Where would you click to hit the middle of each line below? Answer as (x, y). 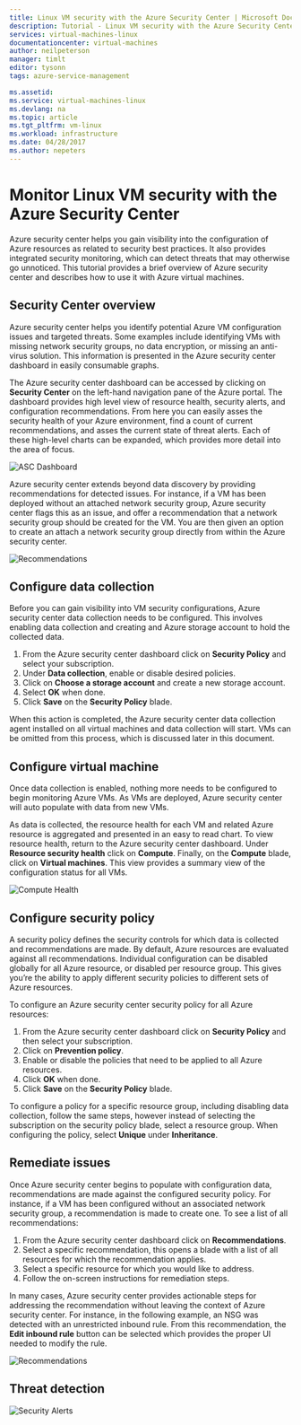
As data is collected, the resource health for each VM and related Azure (142, 825)
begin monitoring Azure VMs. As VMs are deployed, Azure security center (146, 798)
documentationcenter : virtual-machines (84, 43)
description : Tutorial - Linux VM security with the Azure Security (140, 26)
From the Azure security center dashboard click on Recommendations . (154, 1240)
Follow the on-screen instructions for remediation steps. (126, 1278)
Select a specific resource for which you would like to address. (138, 1268)
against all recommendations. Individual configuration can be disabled (139, 958)
